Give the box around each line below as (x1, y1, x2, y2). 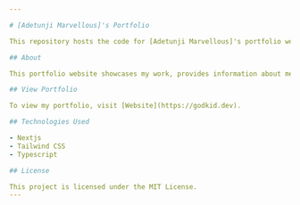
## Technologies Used (9, 118, 90, 127)
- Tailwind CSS (9, 142, 66, 151)
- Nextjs (9, 134, 42, 143)
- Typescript (9, 150, 58, 159)
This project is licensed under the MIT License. (9, 182, 198, 192)
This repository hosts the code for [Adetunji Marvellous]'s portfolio (9, 37, 281, 45)
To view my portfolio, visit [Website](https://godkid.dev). (9, 102, 242, 111)
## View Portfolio (9, 86, 78, 94)
